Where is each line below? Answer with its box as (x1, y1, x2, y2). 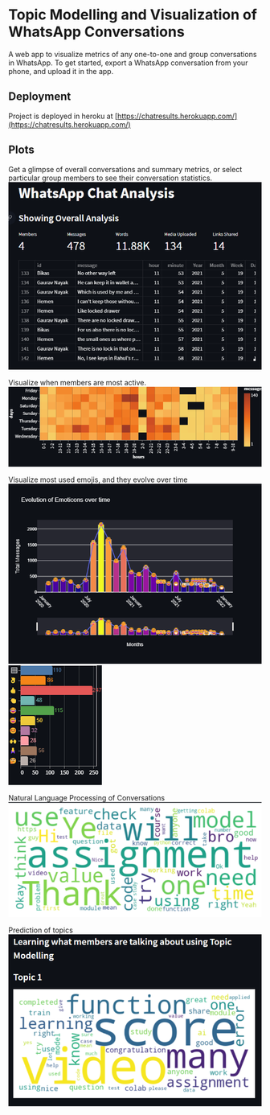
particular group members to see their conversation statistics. (8, 173, 213, 183)
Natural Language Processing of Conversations (8, 792, 166, 802)
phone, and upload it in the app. (8, 66, 114, 76)
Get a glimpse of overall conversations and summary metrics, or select (8, 164, 243, 174)
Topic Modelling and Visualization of (8, 6, 257, 24)
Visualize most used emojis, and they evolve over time (8, 475, 188, 484)
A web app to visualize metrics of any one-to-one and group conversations (8, 49, 257, 59)
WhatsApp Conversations (8, 23, 185, 41)
